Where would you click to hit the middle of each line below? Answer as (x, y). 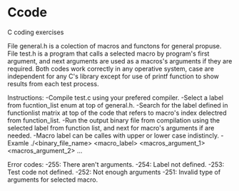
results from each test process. (53, 83)
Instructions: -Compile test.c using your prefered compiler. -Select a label (115, 98)
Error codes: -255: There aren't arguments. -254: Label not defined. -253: (116, 164)
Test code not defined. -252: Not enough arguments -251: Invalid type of (114, 172)
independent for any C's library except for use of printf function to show (113, 76)
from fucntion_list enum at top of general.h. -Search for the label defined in (118, 105)
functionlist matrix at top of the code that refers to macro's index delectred (117, 113)
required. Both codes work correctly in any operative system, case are (111, 68)
